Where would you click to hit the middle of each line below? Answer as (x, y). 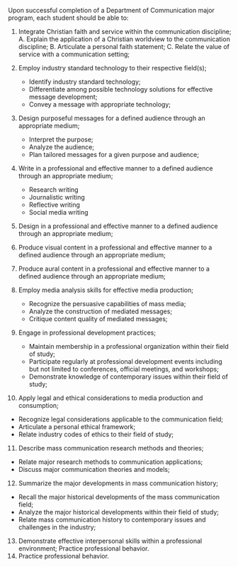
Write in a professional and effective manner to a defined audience (115, 168)
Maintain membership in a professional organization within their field (129, 346)
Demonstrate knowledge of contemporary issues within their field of (129, 377)
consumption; (38, 405)
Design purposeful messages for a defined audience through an (112, 118)
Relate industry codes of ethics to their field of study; (96, 434)
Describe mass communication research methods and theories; (111, 448)
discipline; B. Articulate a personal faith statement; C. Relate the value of (124, 47)
